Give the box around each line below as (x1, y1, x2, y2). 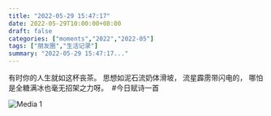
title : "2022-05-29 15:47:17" (8, 11, 111, 20)
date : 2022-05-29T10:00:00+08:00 (8, 19, 122, 28)
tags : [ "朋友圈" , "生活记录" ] (8, 42, 99, 50)
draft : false (8, 27, 53, 35)
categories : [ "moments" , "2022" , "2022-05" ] (8, 34, 154, 43)
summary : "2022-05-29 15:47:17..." (8, 49, 129, 58)
